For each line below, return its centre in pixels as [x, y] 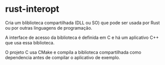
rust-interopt [32, 9]
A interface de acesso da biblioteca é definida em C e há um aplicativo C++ [82, 37]
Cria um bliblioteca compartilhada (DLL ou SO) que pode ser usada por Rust [82, 23]
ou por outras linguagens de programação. [49, 28]
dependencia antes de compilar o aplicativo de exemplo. [62, 57]
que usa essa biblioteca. [30, 42]
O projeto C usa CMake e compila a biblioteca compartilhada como [73, 52]
